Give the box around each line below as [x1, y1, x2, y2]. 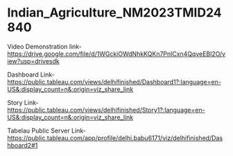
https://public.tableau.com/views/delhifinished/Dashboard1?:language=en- [7, 77, 222, 86]
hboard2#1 [7, 141, 38, 149]
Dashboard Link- [7, 70, 55, 79]
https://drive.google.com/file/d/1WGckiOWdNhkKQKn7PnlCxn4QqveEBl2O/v [7, 50, 226, 58]
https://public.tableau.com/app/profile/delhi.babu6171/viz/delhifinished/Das [7, 133, 223, 142]
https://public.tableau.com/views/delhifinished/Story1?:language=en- [7, 106, 206, 114]
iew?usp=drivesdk [7, 57, 60, 65]
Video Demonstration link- [7, 42, 82, 50]
